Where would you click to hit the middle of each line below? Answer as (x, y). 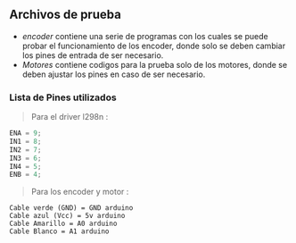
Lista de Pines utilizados (63, 97)
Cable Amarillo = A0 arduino (63, 224)
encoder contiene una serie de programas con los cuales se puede (145, 36)
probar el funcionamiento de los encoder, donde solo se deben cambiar (154, 46)
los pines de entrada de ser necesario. (93, 55)
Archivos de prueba (66, 15)
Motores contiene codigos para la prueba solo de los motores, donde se (155, 64)
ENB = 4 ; (25, 175)
